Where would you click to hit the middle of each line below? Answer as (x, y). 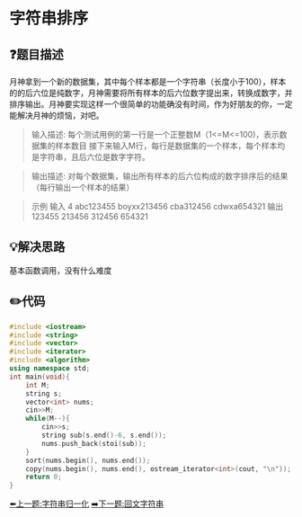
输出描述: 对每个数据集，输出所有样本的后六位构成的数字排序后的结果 (160, 176)
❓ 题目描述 (37, 54)
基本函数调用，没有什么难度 (61, 270)
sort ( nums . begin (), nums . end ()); (88, 460)
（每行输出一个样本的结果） (83, 187)
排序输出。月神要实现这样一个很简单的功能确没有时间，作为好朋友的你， (143, 104)
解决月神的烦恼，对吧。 (60, 115)
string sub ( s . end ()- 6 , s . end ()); (104, 435)
